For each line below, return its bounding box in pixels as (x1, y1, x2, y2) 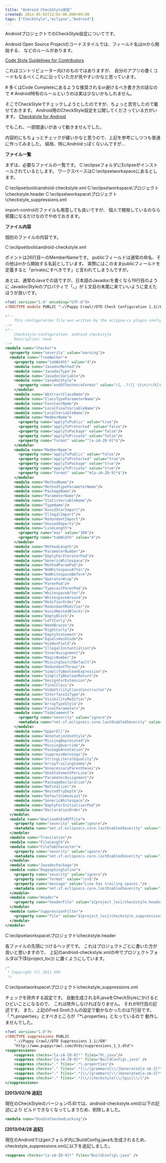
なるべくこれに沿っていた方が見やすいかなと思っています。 (18, 74, 139, 80)
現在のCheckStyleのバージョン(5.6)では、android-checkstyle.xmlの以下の (5, 1100, 156, 1106)
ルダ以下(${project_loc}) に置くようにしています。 (5, 955, 108, 961)
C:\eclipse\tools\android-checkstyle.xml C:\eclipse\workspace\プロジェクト (5, 185, 159, 191)
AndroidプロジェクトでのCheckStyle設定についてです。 (5, 31, 118, 37)
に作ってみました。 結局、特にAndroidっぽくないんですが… (5, 141, 125, 147)
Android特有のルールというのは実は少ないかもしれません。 (14, 90, 135, 97)
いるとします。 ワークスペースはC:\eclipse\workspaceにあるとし (26, 168, 158, 174)
